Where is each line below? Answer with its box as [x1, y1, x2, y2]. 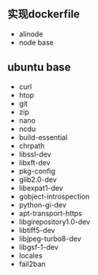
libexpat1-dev [18, 183, 64, 192]
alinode [18, 29, 43, 38]
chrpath [18, 141, 45, 150]
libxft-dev [18, 157, 51, 167]
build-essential [18, 132, 68, 141]
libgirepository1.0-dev [18, 217, 91, 227]
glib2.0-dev [18, 174, 57, 184]
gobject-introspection [18, 192, 90, 201]
